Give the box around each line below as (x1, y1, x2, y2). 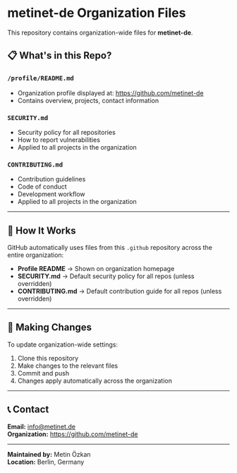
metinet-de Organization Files (7, 5, 186, 21)
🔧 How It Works (7, 224, 76, 236)
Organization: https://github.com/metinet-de (7, 429, 138, 438)
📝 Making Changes (7, 321, 92, 333)
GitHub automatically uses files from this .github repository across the (7, 244, 213, 252)
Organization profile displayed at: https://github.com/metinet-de (17, 88, 204, 97)
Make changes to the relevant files (17, 361, 119, 370)
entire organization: (7, 251, 64, 259)
